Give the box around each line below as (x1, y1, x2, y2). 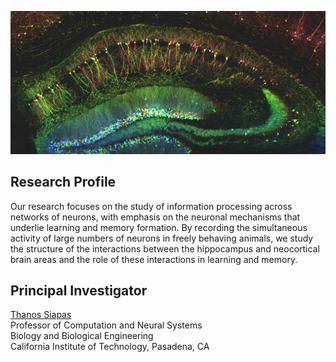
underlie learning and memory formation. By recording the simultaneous (10, 221, 308, 233)
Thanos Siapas (10, 309, 72, 321)
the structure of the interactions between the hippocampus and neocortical (10, 242, 320, 255)
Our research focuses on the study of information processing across (10, 200, 293, 212)
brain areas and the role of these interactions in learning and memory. (10, 253, 298, 265)
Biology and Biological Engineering (10, 330, 154, 342)
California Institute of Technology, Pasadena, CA (10, 341, 210, 353)
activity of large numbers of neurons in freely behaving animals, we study (10, 232, 314, 244)
